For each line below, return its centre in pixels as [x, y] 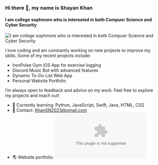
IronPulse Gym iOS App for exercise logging [57, 65]
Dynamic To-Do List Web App [42, 76]
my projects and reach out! [32, 96]
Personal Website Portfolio [39, 81]
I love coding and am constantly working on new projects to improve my [78, 51]
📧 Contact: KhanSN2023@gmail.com [50, 110]
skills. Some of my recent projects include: [48, 55]
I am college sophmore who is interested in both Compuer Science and [79, 20]
